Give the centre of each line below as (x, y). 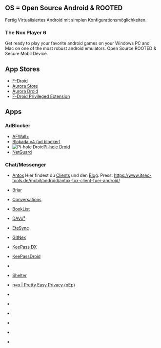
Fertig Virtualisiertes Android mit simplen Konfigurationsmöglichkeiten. (76, 20)
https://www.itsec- (133, 175)
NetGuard (22, 152)
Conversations (27, 199)
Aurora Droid (25, 91)
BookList (21, 209)
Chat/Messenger (26, 164)
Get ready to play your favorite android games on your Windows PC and (77, 43)
